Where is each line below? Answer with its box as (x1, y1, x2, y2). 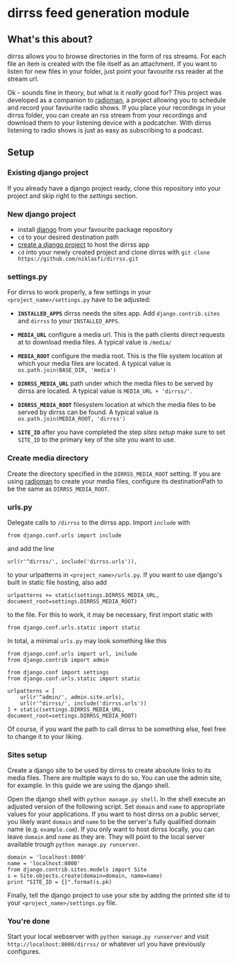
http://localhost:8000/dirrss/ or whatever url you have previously (7, 940, 206, 948)
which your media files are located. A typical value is (17, 360, 171, 368)
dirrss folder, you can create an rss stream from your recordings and (7, 111, 207, 119)
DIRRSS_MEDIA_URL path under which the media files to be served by (17, 379, 214, 388)
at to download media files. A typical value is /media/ (17, 338, 172, 347)
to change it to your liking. (7, 732, 83, 740)
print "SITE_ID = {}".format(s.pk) (7, 879, 112, 886)
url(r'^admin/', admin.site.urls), (20, 694, 125, 701)
